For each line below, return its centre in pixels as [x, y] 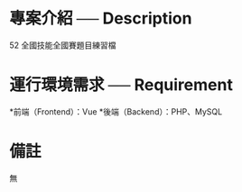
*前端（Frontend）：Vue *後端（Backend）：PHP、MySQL [116, 111]
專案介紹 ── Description [101, 18]
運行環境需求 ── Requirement [121, 85]
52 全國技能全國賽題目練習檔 [63, 45]
